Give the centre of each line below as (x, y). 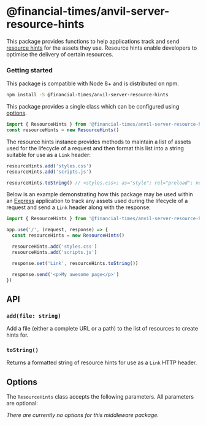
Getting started (30, 70)
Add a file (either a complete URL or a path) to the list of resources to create (102, 329)
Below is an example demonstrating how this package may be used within (100, 194)
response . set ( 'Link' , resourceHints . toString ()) (75, 263)
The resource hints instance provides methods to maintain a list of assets (99, 142)
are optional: (22, 404)
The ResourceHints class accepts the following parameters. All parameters (100, 397)
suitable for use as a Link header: (48, 155)
